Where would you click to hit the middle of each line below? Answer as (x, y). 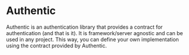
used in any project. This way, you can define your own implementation (93, 39)
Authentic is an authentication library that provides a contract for (84, 27)
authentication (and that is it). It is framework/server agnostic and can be (95, 33)
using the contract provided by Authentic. (57, 46)
